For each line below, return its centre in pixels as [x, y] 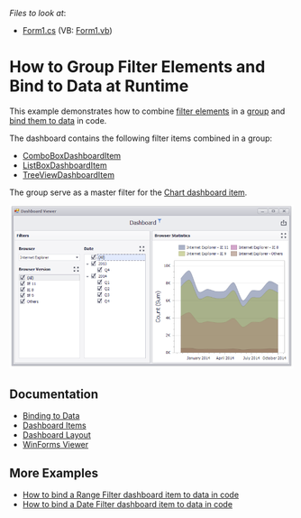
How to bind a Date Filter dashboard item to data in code [127, 504]
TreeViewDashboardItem [68, 174]
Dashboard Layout [57, 435]
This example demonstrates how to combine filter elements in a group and [147, 111]
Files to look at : [38, 13]
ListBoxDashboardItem [64, 165]
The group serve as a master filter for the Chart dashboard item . [128, 192]
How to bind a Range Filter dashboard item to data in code [131, 495]
